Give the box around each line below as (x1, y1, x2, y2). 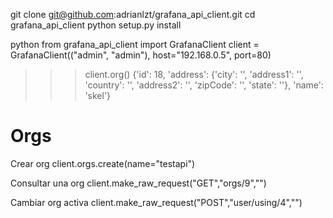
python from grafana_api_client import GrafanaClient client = (10, 39, 260, 50)
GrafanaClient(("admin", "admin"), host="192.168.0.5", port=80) (10, 49, 272, 61)
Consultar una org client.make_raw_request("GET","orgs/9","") (10, 177, 267, 189)
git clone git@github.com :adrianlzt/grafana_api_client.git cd (10, 9, 256, 20)
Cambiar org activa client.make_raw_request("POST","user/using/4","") (10, 196, 303, 208)
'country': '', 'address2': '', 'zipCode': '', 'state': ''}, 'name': (84, 79, 324, 91)
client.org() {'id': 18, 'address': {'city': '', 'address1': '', (84, 69, 304, 80)
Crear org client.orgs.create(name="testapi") (10, 157, 196, 169)
